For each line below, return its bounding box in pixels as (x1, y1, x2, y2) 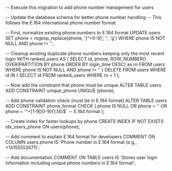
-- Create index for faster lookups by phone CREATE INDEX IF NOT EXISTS (5, 118, 164, 124)
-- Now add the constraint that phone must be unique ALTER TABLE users (5, 82, 162, 88)
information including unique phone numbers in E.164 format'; (5, 160, 136, 166)
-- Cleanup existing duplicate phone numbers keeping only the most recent (5, 51, 165, 56)
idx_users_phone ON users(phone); (5, 124, 81, 130)
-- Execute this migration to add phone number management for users (5, 5, 154, 10)
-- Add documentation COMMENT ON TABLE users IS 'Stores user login (5, 155, 158, 160)
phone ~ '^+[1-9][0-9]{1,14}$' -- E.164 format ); (5, 109, 105, 114)
